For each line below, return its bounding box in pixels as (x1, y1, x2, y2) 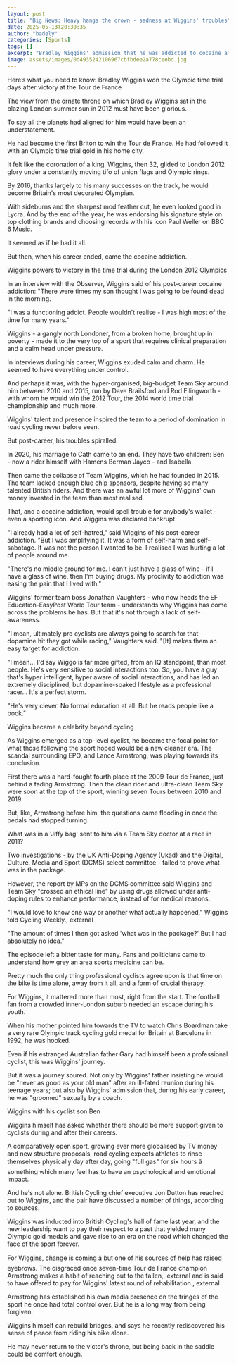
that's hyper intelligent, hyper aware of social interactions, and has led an (7, 672, 220, 681)
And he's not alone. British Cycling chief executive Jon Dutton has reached (7, 1188, 224, 1197)
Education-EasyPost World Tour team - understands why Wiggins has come (7, 600, 228, 609)
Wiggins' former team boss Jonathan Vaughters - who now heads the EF (7, 593, 218, 601)
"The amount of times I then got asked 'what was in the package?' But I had (7, 929, 227, 937)
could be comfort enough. (7, 1349, 83, 1358)
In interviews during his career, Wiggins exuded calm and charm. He (7, 357, 205, 366)
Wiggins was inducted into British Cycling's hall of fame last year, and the (7, 1217, 220, 1225)
